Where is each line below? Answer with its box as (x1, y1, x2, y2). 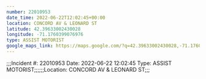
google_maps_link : (6, 43, 53, 49)
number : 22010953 (6, 9, 51, 15)
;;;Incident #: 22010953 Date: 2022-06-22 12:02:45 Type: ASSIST (6, 59, 172, 67)
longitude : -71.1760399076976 (6, 32, 84, 38)
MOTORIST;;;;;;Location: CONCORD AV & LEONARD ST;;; (6, 66, 150, 73)
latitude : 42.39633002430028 (6, 26, 81, 32)
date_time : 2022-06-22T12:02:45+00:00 (6, 15, 105, 21)
